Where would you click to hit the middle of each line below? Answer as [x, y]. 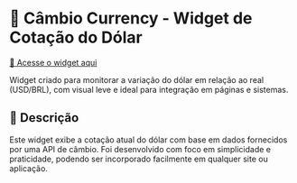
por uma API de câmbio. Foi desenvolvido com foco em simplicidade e [140, 149]
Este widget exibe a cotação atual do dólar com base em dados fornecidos [148, 140]
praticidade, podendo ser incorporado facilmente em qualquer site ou [139, 159]
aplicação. [28, 168]
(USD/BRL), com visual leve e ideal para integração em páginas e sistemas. [149, 89]
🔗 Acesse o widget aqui [53, 62]
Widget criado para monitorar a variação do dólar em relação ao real [137, 79]
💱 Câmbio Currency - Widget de [131, 18]
